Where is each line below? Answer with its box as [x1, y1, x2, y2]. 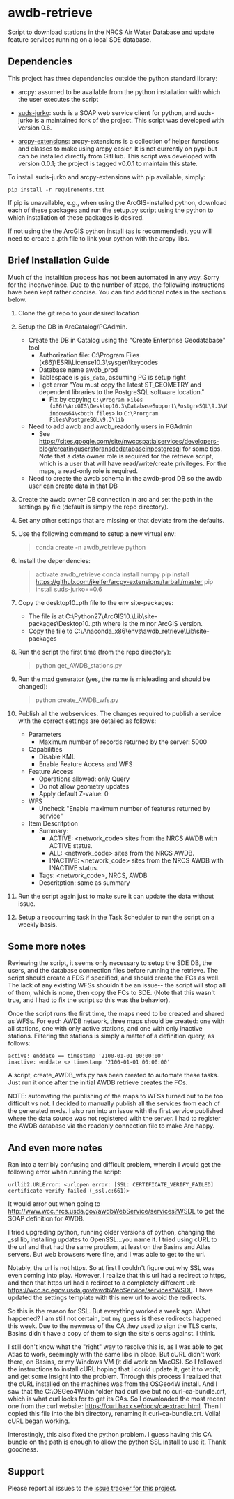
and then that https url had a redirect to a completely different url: [8, 1278, 196, 1287]
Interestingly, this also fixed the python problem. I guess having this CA [8, 1431, 212, 1439]
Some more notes [8, 940, 86, 952]
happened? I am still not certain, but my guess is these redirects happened [8, 1314, 222, 1323]
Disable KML [38, 752, 76, 761]
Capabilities [28, 745, 63, 753]
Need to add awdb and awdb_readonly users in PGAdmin [28, 422, 193, 431]
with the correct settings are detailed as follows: [17, 717, 157, 725]
